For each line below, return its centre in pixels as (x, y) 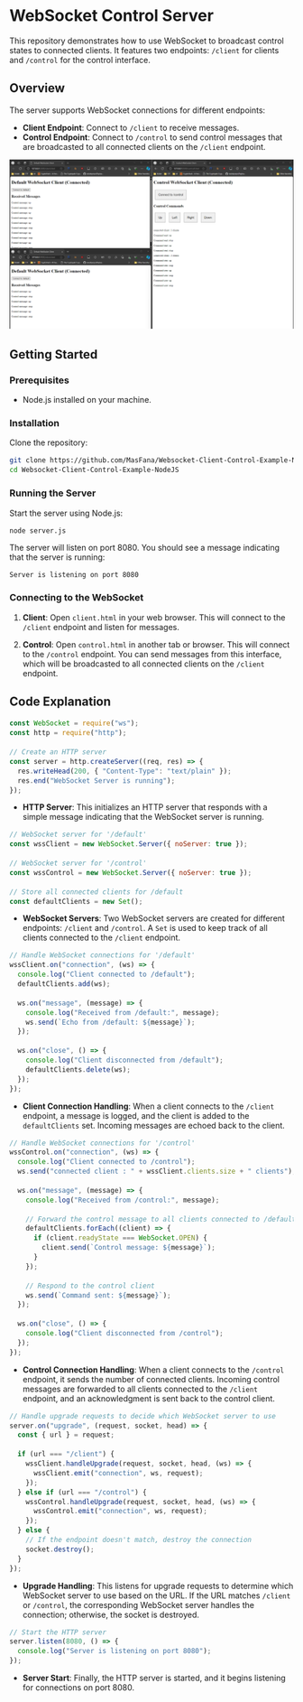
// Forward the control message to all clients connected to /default (161, 1219)
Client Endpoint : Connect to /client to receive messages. (131, 127)
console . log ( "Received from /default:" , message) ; (123, 1012)
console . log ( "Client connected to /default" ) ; (106, 975)
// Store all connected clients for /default (96, 892)
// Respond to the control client (90, 1286)
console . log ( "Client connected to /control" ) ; (106, 1162)
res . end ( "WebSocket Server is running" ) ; (96, 781)
